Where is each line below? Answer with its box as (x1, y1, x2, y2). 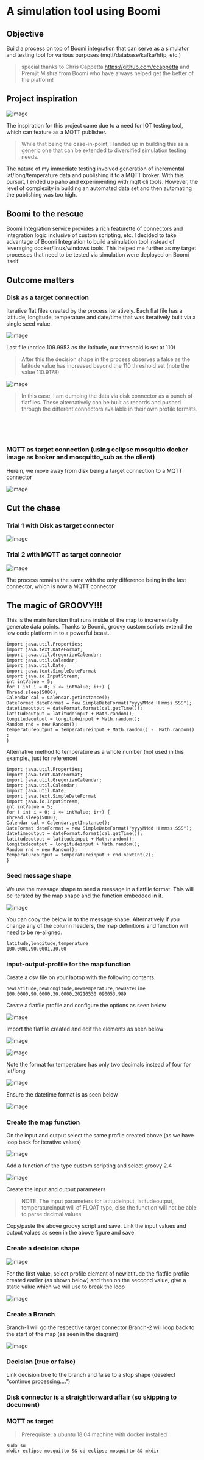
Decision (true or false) (6, 1357, 76, 1366)
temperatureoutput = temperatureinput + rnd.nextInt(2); (6, 852, 154, 858)
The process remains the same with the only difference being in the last (6, 576, 186, 583)
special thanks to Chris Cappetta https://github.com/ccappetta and (21, 63, 190, 70)
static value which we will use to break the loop (6, 1283, 125, 1290)
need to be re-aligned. (6, 929, 63, 936)
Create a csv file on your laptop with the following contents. (6, 974, 157, 981)
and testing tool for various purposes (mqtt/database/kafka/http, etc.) (6, 51, 181, 59)
